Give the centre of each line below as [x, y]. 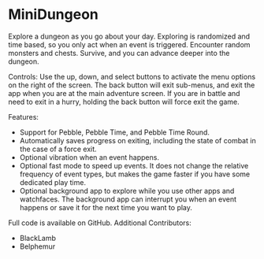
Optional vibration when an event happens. [89, 157]
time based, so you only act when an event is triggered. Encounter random [129, 44]
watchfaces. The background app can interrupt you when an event [128, 199]
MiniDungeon [53, 15]
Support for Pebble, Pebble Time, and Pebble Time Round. [115, 132]
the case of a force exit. [58, 149]
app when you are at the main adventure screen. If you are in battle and [124, 93]
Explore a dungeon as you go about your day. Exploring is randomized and [129, 36]
